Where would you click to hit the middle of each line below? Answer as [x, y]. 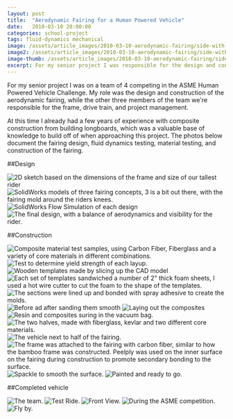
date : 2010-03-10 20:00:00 [49, 26]
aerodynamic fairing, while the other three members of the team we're [107, 100]
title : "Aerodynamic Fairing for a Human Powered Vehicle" [96, 20]
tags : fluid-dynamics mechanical [55, 40]
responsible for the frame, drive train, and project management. [98, 107]
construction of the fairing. [45, 150]
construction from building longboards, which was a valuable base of [106, 128]
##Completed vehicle [38, 387]
